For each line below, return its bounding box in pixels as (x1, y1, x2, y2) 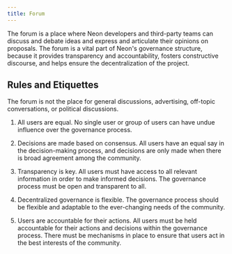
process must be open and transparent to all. (17, 182, 147, 191)
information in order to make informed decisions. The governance (17, 175, 207, 183)
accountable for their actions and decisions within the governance (17, 224, 208, 232)
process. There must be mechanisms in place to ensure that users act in (17, 231, 225, 240)
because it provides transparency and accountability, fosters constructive (7, 51, 219, 60)
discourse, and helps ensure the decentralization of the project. (7, 58, 190, 67)
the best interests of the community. (17, 239, 122, 247)
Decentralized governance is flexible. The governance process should (17, 196, 219, 204)
